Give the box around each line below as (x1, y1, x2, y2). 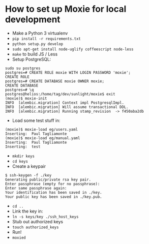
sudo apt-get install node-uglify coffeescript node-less (12, 47, 134, 52)
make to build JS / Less (12, 51, 58, 57)
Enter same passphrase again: (5, 185, 67, 190)
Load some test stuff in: (12, 117, 60, 123)
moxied (12, 235, 26, 240)
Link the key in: (12, 208, 43, 214)
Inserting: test (5, 144, 41, 149)
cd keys (12, 159, 28, 164)
